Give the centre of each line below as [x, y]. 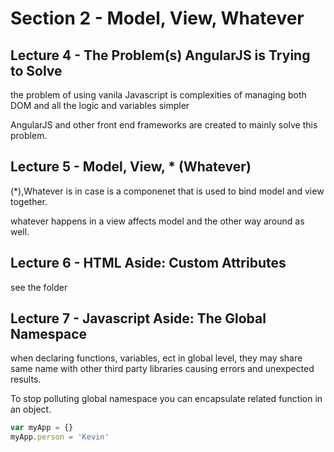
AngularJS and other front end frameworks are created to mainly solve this [164, 125]
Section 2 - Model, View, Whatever [157, 18]
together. [29, 201]
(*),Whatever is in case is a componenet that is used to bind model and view [167, 191]
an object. [31, 409]
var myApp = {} [42, 428]
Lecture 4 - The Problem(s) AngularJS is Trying [160, 55]
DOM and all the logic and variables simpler [100, 105]
